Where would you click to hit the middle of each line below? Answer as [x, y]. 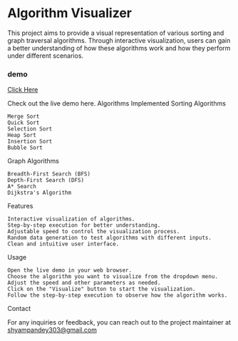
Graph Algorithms [33, 161]
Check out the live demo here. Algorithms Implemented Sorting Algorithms [117, 103]
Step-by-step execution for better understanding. [84, 225]
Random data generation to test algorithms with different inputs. [110, 238]
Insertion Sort [30, 142]
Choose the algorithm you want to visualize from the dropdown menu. [113, 277]
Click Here [23, 90]
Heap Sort [22, 136]
